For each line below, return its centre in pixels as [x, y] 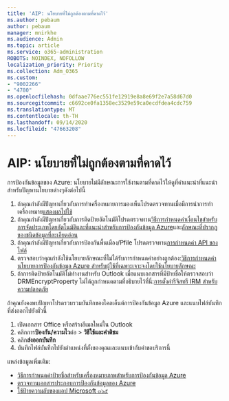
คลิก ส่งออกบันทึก [36, 340]
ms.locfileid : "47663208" [44, 129]
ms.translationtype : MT [41, 110]
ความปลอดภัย [33, 289]
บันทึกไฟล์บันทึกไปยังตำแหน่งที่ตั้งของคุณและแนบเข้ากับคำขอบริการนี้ [94, 348]
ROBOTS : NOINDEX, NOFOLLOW [46, 59]
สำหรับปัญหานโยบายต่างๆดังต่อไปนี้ [46, 190]
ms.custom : [23, 78]
